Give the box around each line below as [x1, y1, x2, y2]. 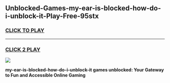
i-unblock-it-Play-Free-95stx [5, 12, 99, 21]
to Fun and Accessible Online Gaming [5, 72, 86, 78]
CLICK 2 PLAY [5, 46, 40, 53]
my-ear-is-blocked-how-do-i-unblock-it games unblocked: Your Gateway [5, 66, 164, 72]
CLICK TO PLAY [5, 27, 45, 34]
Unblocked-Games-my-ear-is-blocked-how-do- [5, 4, 161, 13]
